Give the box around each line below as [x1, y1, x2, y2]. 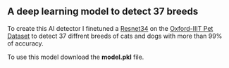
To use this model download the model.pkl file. [7, 53, 144, 61]
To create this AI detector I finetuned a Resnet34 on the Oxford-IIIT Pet [7, 24, 213, 32]
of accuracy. [7, 39, 44, 48]
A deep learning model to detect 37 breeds [7, 6, 199, 18]
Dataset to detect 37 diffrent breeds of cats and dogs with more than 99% [7, 32, 223, 40]
